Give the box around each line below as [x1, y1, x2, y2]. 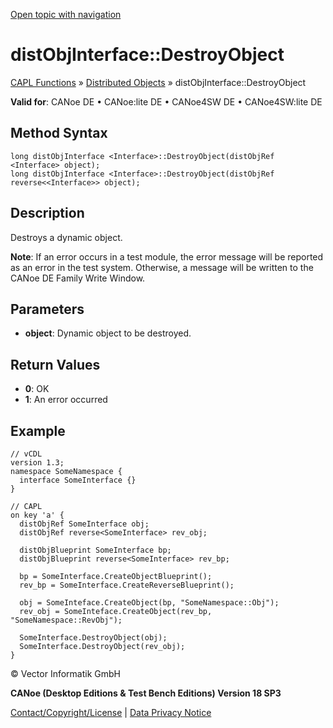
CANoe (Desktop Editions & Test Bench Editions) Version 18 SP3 [10, 687, 282, 699]
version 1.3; [10, 458, 65, 468]
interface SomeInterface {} [19, 475, 137, 485]
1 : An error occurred [24, 394, 108, 406]
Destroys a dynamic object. [10, 231, 123, 243]
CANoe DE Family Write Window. [10, 272, 146, 284]
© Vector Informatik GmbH [10, 668, 121, 679]
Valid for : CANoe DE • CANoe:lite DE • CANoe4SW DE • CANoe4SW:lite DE [10, 95, 323, 108]
